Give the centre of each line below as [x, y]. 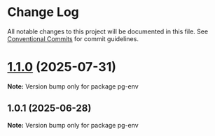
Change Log [43, 12]
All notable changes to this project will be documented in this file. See [108, 31]
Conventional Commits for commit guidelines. [73, 38]
